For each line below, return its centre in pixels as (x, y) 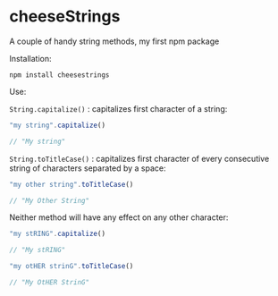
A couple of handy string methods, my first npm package (114, 41)
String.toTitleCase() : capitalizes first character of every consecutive (139, 158)
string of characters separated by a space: (88, 168)
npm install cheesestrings (59, 75)
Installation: (30, 58)
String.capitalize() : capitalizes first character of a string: (118, 108)
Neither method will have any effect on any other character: (119, 217)
